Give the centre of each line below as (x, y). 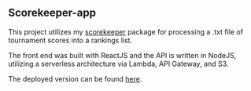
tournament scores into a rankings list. (70, 40)
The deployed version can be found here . (75, 78)
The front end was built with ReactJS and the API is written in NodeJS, (122, 55)
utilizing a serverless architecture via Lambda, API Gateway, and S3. (118, 64)
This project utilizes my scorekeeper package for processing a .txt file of (126, 31)
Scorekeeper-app (52, 13)
